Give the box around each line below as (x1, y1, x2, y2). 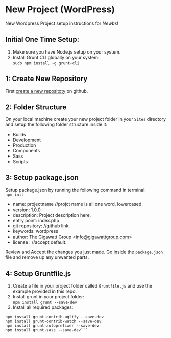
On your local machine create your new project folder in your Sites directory (5, 116, 166, 122)
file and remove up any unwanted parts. (5, 254, 89, 261)
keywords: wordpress (12, 228, 59, 235)
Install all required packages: (12, 304, 74, 310)
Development (12, 137, 41, 143)
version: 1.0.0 (12, 206, 41, 213)
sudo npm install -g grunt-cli (12, 60, 80, 66)
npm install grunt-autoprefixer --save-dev (5, 323, 100, 328)
